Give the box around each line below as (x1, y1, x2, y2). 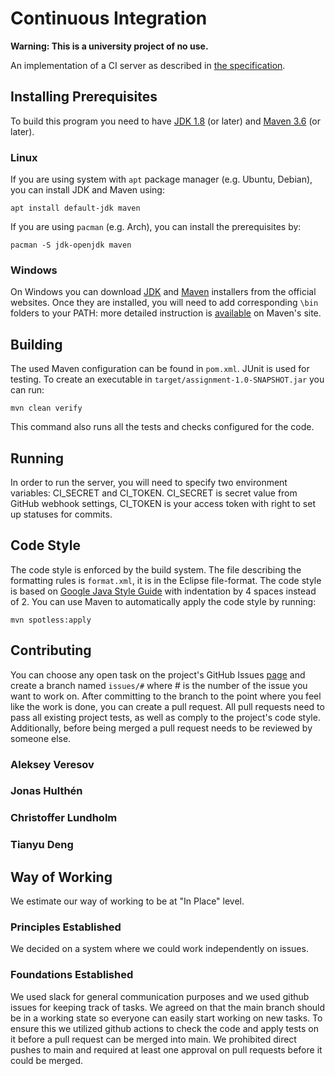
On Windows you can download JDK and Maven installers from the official (10, 286, 317, 298)
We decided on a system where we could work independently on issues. (10, 943, 309, 955)
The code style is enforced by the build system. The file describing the (10, 563, 302, 576)
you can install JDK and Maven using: (10, 184, 165, 196)
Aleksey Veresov (10, 757, 95, 771)
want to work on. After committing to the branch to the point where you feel (10, 690, 322, 702)
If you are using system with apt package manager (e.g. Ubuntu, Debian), (10, 173, 313, 186)
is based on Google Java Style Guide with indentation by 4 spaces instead (10, 585, 317, 597)
